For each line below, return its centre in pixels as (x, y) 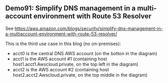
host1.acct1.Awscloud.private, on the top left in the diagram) (75, 64)
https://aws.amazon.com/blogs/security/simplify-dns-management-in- (89, 28)
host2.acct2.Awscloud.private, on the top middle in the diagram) (80, 75)
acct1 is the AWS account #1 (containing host (60, 59)
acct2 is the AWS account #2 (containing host (61, 69)
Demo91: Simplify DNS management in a (71, 8)
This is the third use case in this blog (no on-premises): (63, 44)
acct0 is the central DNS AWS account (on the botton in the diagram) (85, 53)
